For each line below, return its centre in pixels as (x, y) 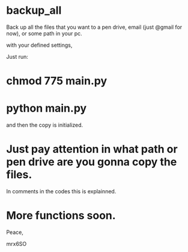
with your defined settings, (39, 45)
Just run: (17, 56)
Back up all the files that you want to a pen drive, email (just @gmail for (94, 27)
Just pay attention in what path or (92, 149)
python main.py (47, 108)
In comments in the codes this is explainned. (61, 191)
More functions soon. (61, 216)
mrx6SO (17, 244)
